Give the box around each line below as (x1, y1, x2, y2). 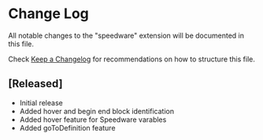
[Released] (8, 77, 63, 90)
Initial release (19, 98, 63, 107)
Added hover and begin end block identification (19, 106, 175, 116)
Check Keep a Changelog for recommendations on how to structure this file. (8, 54, 256, 64)
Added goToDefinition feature (19, 123, 116, 132)
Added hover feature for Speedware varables (19, 115, 167, 124)
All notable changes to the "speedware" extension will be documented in (8, 31, 244, 40)
